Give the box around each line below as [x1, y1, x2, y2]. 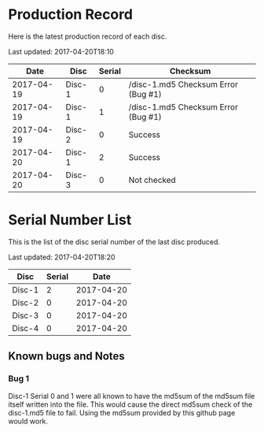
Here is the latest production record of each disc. [8, 32, 167, 41]
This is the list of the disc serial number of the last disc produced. [8, 236, 220, 246]
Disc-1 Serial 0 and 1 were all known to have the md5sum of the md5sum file [8, 391, 255, 400]
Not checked [128, 174, 177, 185]
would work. [8, 416, 49, 426]
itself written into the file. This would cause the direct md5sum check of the [8, 400, 253, 409]
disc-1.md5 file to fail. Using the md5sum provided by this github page [8, 408, 236, 417]
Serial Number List [8, 211, 132, 229]
